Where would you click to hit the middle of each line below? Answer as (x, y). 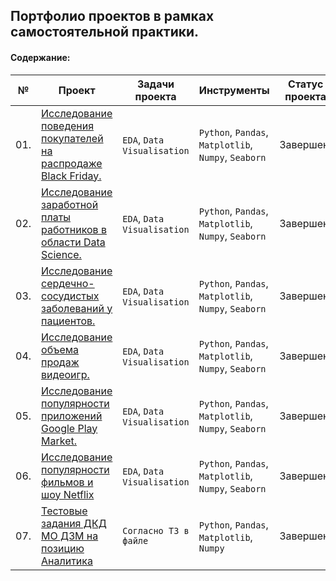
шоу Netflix (68, 494)
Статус (306, 84)
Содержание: (40, 57)
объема (60, 349)
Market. (59, 441)
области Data (73, 242)
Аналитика (67, 561)
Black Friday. (71, 176)
